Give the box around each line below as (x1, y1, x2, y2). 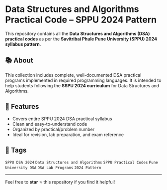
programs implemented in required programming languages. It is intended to (5, 77, 162, 83)
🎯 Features (5, 102, 39, 111)
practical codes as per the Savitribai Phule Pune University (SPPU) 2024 (5, 36, 158, 42)
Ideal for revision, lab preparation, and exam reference (12, 131, 124, 138)
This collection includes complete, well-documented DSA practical (5, 72, 142, 78)
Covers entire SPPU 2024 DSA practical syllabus (12, 116, 112, 122)
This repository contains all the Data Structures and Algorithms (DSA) (5, 30, 150, 36)
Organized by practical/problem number (12, 126, 95, 132)
